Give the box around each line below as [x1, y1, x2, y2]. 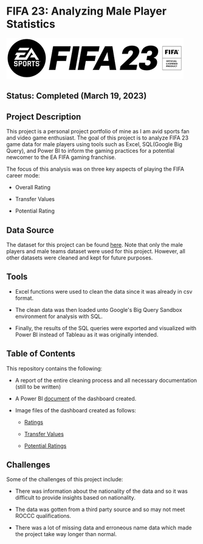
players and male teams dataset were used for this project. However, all [6, 247, 185, 255]
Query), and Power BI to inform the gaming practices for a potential [6, 147, 175, 155]
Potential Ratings [24, 442, 67, 449]
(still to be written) [15, 383, 61, 390]
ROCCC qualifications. [15, 512, 72, 520]
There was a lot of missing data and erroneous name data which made [15, 524, 192, 531]
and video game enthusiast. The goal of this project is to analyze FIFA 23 [6, 134, 189, 141]
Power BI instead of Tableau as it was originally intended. [15, 331, 159, 338]
